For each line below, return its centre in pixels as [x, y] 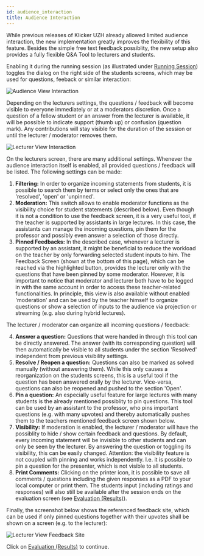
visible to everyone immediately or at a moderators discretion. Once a [93, 109]
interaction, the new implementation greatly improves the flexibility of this [98, 41]
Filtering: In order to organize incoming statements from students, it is [103, 183]
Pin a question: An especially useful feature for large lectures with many [106, 395]
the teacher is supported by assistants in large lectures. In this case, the [105, 222]
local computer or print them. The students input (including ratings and [104, 485]
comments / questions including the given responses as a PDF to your [103, 479]
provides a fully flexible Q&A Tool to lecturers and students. [81, 54]
